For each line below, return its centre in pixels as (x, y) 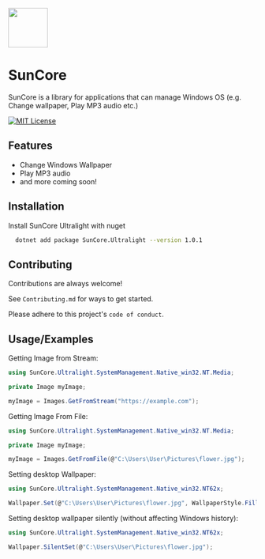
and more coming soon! (58, 181)
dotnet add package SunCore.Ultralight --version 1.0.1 (109, 240)
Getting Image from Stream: (53, 358)
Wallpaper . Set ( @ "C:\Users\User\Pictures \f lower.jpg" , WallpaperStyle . (127, 503)
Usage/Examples (51, 339)
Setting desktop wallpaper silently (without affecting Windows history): (123, 519)
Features (30, 146)
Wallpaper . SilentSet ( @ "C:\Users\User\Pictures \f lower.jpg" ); (111, 547)
